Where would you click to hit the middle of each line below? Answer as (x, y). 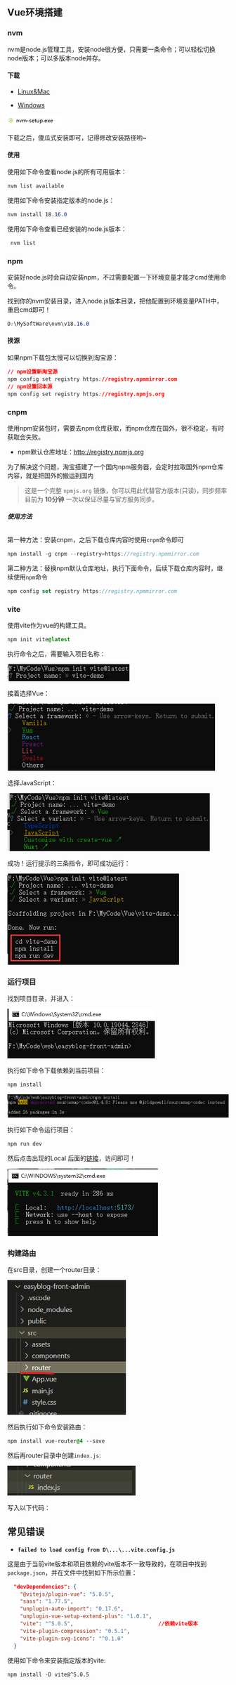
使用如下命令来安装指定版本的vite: (57, 1660)
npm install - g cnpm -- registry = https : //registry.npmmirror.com (103, 554)
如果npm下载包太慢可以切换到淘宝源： (63, 358)
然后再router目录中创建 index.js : (54, 1455)
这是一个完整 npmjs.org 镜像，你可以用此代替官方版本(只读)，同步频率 (126, 490)
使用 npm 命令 (30, 577)
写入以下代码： (29, 1507)
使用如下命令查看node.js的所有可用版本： (67, 172)
